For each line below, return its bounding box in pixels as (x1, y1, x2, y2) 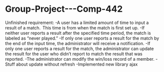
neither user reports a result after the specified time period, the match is (5, 30, 151, 36)
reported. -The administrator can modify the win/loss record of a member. (5, 56, 155, 62)
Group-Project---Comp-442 (5, 3, 123, 15)
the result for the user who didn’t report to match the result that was (5, 50, 142, 57)
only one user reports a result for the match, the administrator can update (5, 46, 154, 51)
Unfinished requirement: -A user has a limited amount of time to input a (5, 20, 149, 25)
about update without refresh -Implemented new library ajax (16, 61, 138, 67)
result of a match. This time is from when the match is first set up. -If (5, 24, 145, 30)
